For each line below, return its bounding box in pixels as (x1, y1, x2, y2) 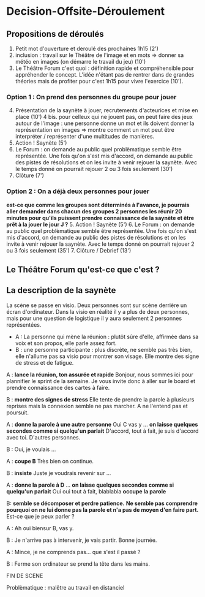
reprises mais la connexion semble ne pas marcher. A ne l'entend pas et (6, 402, 188, 409)
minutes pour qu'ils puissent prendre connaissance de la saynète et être (6, 214, 195, 221)
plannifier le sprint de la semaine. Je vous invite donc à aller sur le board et (6, 377, 196, 384)
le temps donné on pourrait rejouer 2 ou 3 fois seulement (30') (15, 165, 173, 173)
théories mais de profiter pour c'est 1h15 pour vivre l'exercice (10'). (15, 78, 184, 85)
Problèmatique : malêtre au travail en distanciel (6, 584, 125, 591)
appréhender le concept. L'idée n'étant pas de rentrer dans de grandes (15, 71, 195, 78)
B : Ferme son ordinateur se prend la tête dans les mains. (6, 560, 150, 568)
